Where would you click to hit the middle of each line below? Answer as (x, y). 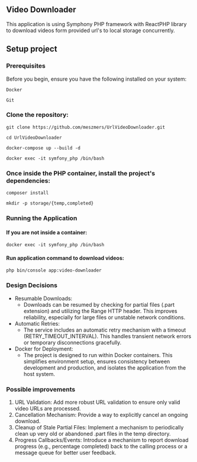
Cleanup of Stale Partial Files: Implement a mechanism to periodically (99, 428)
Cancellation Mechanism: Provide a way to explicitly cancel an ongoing (101, 415)
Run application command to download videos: (65, 258)
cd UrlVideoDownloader (34, 138)
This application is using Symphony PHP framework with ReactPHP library (96, 24)
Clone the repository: (38, 115)
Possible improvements (41, 389)
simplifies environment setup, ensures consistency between (97, 361)
